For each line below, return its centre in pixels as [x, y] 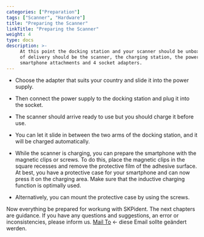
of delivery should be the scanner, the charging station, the [101, 57]
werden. [17, 228]
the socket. [29, 105]
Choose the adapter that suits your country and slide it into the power [102, 80]
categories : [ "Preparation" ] [43, 12]
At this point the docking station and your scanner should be [101, 52]
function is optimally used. [48, 185]
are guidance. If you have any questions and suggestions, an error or [93, 215]
